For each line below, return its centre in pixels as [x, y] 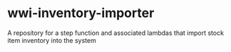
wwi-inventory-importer [81, 13]
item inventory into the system [52, 40]
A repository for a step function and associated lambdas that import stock [116, 33]
